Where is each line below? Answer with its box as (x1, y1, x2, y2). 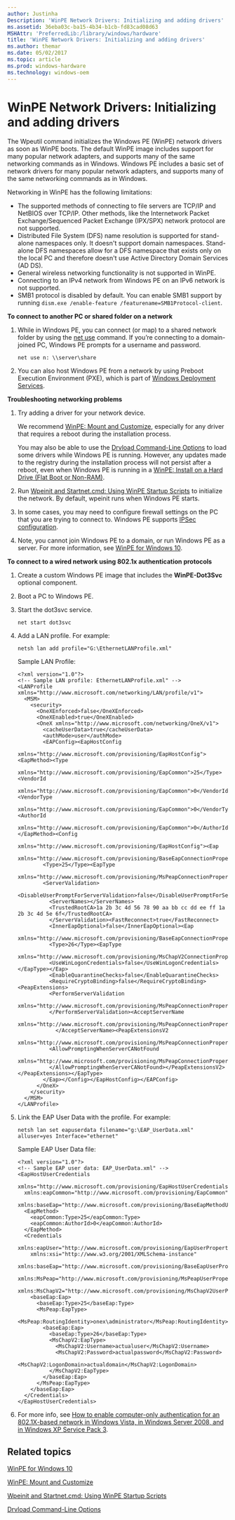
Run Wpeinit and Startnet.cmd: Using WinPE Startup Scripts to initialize (17, 487, 223, 495)
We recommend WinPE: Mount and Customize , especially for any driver (17, 422, 224, 431)
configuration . (17, 523, 58, 531)
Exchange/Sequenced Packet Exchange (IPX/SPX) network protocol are (17, 217, 226, 225)
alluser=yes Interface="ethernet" (17, 1133, 119, 1140)
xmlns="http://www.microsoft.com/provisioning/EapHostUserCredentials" (17, 1183, 231, 1190)
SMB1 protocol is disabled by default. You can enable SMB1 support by (17, 291, 222, 300)
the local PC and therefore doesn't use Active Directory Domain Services (17, 254, 229, 262)
